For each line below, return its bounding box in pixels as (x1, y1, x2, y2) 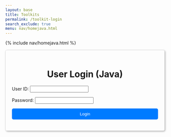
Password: (12, 97, 34, 103)
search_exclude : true (5, 21, 51, 27)
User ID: (12, 86, 29, 92)
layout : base (5, 7, 33, 13)
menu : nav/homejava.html (5, 26, 58, 31)
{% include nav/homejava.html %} (5, 40, 76, 46)
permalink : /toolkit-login (5, 17, 62, 22)
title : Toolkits (5, 12, 39, 17)
